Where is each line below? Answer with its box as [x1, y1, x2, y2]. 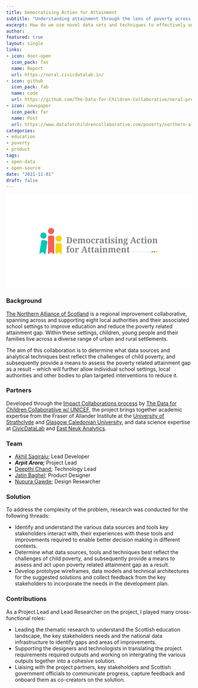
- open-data [6, 159, 35, 164]
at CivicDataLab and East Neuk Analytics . [6, 424, 107, 432]
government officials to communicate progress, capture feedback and [14, 670, 185, 677]
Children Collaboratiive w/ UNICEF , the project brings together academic [6, 406, 183, 413]
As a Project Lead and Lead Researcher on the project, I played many [6, 608, 174, 615]
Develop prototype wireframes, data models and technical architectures [14, 568, 190, 575]
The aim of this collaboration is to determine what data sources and [6, 347, 170, 354]
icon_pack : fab [11, 84, 49, 90]
